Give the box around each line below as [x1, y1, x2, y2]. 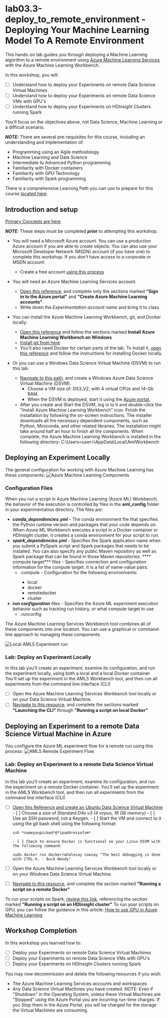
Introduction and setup [5, 205, 78, 213]
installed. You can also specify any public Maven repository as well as [12, 548, 156, 554]
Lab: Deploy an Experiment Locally [5, 653, 91, 660]
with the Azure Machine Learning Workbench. [5, 62, 100, 68]
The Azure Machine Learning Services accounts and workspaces [12, 980, 147, 986]
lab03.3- [5, 3, 42, 15]
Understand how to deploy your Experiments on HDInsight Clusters [12, 104, 151, 110]
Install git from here [19, 339, 60, 346]
